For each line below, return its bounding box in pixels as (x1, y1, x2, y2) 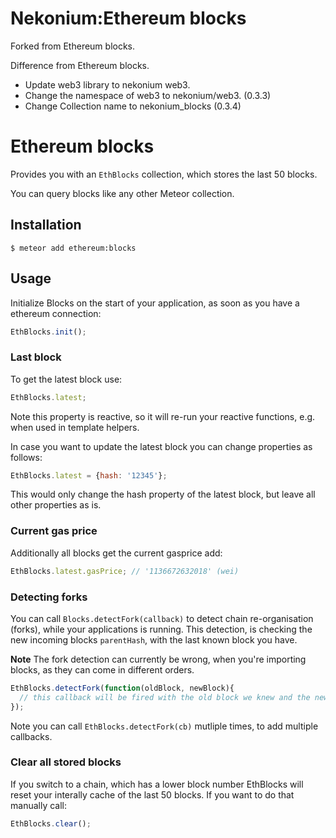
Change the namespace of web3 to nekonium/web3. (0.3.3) (24, 89, 272, 101)
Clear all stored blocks (10, 755, 122, 769)
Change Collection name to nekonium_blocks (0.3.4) (24, 100, 242, 112)
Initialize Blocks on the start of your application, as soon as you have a (10, 297, 300, 309)
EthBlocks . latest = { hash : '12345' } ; (10, 470, 168, 481)
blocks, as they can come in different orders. (10, 663, 195, 676)
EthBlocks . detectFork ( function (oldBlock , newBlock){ (10, 683, 235, 693)
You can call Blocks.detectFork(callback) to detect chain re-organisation (10, 612, 314, 624)
